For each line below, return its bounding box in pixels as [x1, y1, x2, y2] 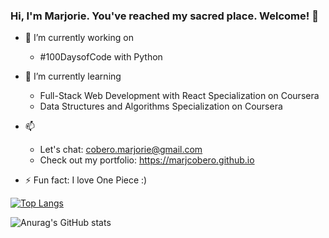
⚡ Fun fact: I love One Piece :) [24, 174, 148, 186]
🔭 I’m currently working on [24, 32, 134, 44]
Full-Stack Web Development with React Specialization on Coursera [39, 90, 320, 102]
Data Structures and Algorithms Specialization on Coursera [39, 100, 283, 113]
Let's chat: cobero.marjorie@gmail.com [39, 144, 203, 156]
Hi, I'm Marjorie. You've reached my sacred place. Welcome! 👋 [10, 9, 319, 23]
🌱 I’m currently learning [24, 70, 122, 83]
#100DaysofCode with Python [39, 51, 163, 63]
